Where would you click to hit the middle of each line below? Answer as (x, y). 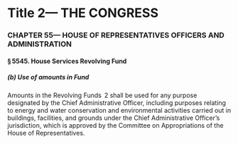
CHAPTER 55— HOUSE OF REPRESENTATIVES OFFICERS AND (116, 35)
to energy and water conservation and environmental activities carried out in (119, 110)
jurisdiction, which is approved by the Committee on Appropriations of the (115, 125)
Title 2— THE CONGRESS (83, 13)
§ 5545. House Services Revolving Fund (67, 61)
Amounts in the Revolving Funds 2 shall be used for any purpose (102, 95)
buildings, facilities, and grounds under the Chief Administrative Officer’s (114, 118)
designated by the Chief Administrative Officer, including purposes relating (117, 103)
